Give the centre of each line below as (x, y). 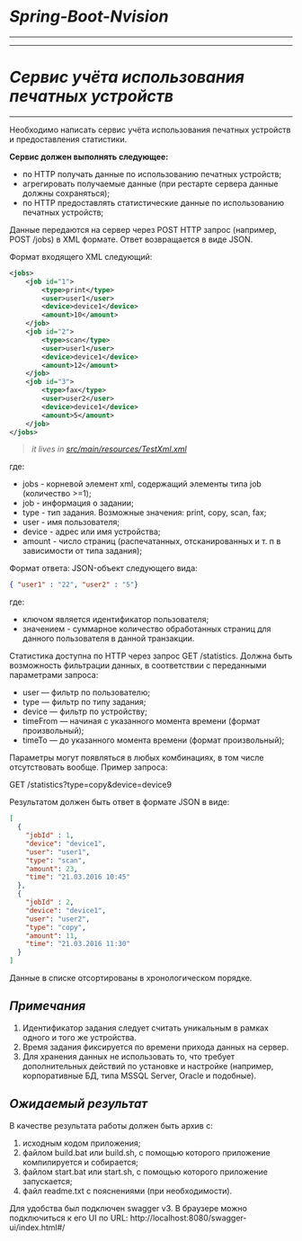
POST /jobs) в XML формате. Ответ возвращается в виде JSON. (131, 239)
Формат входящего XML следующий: (81, 256)
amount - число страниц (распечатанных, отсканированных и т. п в (151, 541)
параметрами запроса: (54, 675)
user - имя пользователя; (71, 522)
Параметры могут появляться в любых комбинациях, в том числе (137, 758)
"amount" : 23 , (52, 869)
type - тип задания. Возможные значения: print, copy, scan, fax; (144, 513)
